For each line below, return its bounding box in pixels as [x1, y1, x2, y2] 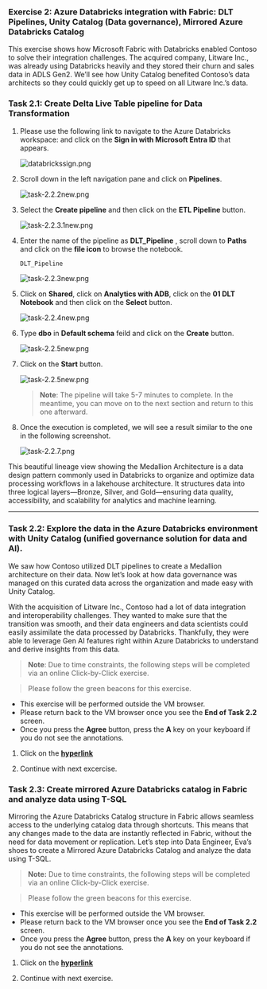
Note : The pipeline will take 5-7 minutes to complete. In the [39, 390, 234, 400]
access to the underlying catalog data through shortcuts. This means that [8, 820, 249, 830]
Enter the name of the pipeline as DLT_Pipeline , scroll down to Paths [19, 236, 247, 245]
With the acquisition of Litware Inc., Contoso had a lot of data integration [8, 602, 246, 612]
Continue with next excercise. [19, 764, 118, 773]
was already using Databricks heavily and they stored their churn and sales [8, 61, 254, 71]
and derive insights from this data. [8, 644, 121, 654]
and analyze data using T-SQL [8, 793, 127, 804]
